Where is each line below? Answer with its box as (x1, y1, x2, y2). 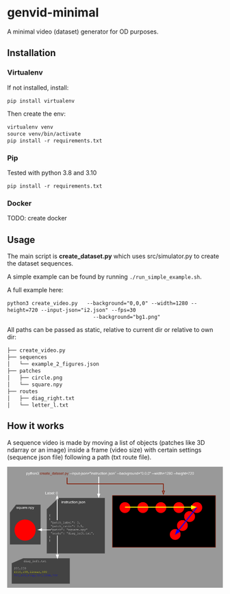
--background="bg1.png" (92, 313, 161, 321)
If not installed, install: (7, 83, 69, 92)
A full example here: (7, 286, 64, 294)
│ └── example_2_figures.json (7, 361, 99, 367)
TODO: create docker (7, 214, 67, 222)
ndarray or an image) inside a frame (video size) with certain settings (7, 445, 202, 454)
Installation (7, 47, 56, 59)
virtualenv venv (7, 123, 53, 131)
